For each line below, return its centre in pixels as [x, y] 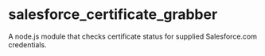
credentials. [27, 44]
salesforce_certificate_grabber [113, 15]
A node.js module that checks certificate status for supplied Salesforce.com [132, 36]
